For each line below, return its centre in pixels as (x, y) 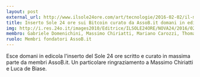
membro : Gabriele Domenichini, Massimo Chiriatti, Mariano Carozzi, (93, 34)
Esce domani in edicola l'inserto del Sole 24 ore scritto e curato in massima (98, 56)
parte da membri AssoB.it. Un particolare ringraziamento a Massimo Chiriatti (100, 62)
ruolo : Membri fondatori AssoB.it (49, 39)
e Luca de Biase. (26, 68)
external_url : (24, 17)
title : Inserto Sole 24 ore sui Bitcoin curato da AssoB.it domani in (96, 23)
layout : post (22, 12)
